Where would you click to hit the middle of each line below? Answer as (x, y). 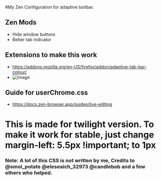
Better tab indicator (32, 39)
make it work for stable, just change (80, 135)
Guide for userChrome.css (47, 93)
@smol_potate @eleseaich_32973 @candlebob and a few (75, 166)
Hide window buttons (34, 34)
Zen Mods (21, 22)
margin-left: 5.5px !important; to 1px (80, 145)
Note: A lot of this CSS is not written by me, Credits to (70, 160)
